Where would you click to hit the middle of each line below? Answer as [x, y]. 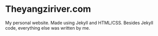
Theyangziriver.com [48, 9]
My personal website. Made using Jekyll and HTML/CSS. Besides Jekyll [79, 23]
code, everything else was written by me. [48, 28]
